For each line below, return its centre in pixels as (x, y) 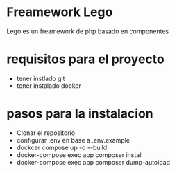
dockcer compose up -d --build (62, 147)
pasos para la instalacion (80, 114)
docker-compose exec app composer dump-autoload (93, 162)
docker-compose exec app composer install (79, 155)
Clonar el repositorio (46, 133)
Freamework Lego (60, 12)
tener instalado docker (49, 85)
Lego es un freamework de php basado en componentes (88, 31)
